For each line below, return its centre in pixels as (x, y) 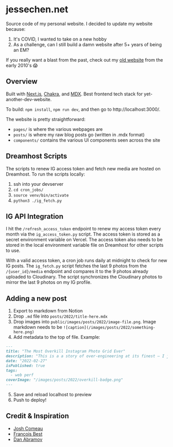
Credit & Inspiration (37, 416)
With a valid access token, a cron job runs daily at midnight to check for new (86, 261)
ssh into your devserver (38, 184)
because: (16, 29)
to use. (13, 250)
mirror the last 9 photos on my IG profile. (49, 282)
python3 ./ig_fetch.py (37, 201)
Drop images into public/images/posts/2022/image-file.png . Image (84, 322)
